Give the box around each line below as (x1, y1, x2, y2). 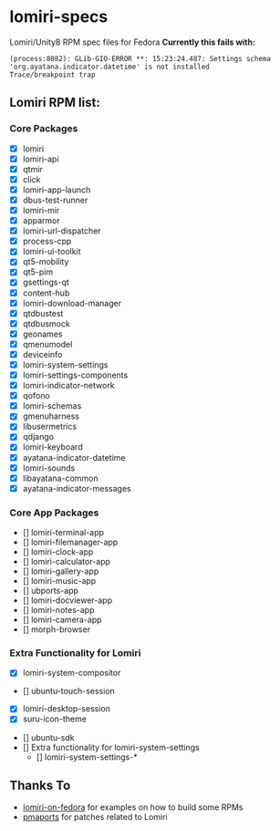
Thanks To (9, 777, 71, 793)
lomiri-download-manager (22, 297, 121, 308)
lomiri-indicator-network (22, 380, 116, 391)
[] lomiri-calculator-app (22, 556, 111, 567)
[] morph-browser (22, 624, 91, 635)
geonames (22, 328, 63, 339)
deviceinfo (22, 348, 63, 359)
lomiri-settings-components (22, 369, 129, 380)
